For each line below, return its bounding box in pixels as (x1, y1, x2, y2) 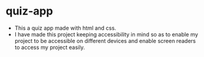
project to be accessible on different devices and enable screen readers (14, 37, 196, 44)
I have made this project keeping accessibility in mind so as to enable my (14, 30, 199, 38)
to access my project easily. (14, 44, 85, 51)
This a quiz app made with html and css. (14, 24, 117, 32)
